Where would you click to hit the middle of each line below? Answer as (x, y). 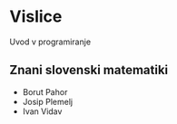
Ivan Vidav (42, 111)
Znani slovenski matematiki (89, 70)
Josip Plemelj (48, 101)
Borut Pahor (45, 91)
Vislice (36, 17)
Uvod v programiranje (50, 42)
